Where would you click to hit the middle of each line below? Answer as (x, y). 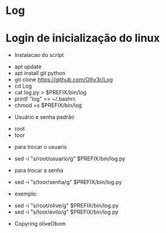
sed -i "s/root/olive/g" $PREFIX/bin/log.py (66, 206)
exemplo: (26, 194)
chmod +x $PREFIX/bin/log (48, 105)
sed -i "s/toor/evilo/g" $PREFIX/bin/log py (66, 212)
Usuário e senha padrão (44, 117)
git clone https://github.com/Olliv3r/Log (63, 80)
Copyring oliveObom (40, 224)
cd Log (23, 86)
